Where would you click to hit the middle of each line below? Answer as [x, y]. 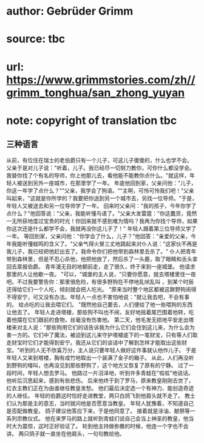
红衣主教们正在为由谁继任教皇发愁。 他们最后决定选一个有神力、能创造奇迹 [100, 388]
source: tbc [36, 39]
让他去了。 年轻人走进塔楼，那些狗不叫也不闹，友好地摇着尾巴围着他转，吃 [100, 312]
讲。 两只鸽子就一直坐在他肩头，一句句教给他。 [66, 433]
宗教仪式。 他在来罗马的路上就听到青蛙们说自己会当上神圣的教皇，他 [103, 418]
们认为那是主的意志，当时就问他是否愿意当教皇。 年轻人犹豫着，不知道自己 [100, 403]
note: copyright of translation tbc [92, 120]
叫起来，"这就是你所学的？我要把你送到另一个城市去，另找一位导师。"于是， [102, 198]
